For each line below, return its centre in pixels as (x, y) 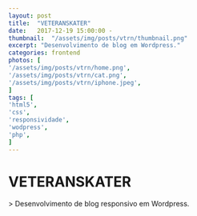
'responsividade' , (39, 120)
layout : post (30, 16)
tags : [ (21, 98)
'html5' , (23, 105)
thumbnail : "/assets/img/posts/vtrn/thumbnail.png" (98, 38)
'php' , (19, 134)
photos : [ (25, 61)
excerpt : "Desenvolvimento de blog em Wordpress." (94, 46)
